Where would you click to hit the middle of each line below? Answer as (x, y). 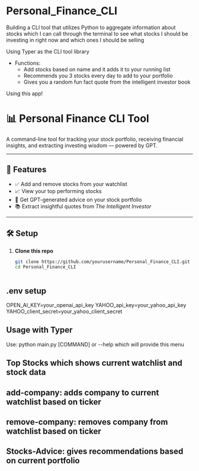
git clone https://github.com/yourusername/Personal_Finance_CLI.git (102, 262)
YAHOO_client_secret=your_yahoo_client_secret (64, 312)
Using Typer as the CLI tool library (48, 51)
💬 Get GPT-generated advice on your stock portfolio (78, 200)
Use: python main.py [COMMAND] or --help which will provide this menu (95, 344)
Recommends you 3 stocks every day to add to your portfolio (98, 75)
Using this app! (25, 93)
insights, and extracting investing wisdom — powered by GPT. (82, 145)
